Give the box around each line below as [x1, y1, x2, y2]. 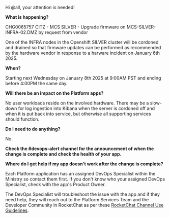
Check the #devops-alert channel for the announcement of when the [5, 146, 154, 152]
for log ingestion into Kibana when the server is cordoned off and [18, 105, 155, 111]
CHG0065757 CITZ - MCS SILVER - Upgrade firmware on [5, 24, 126, 30]
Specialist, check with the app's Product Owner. [5, 181, 106, 187]
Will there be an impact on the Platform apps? [5, 90, 104, 96]
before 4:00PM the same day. [5, 81, 68, 86]
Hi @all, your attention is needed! [5, 5, 75, 10]
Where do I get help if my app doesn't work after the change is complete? [5, 161, 164, 167]
